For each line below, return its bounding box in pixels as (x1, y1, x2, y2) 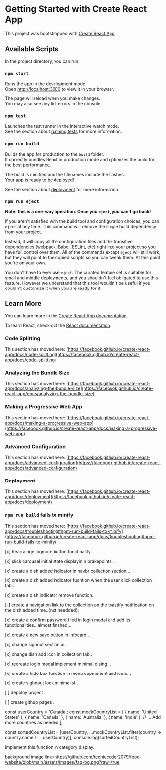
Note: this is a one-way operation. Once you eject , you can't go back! (5, 208, 151, 214)
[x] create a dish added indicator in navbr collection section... (5, 568, 130, 574)
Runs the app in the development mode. (5, 81, 87, 87)
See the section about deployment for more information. (5, 186, 120, 192)
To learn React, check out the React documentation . (5, 322, 111, 328)
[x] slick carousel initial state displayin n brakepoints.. (5, 558, 114, 564)
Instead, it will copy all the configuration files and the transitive (5, 238, 133, 244)
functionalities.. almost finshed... (5, 622, 72, 628)
